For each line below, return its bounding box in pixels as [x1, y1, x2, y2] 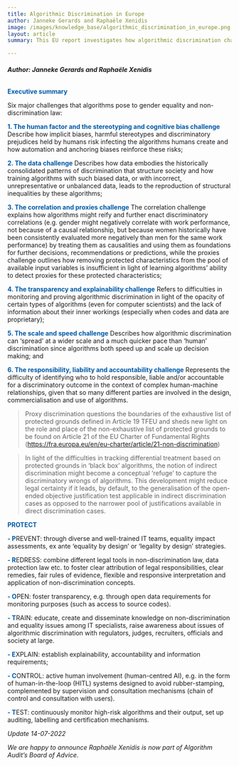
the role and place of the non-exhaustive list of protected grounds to [24, 425, 226, 433]
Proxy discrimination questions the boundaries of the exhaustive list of [24, 410, 232, 418]
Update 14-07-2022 [7, 730, 66, 738]
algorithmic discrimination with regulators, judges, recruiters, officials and [7, 628, 223, 638]
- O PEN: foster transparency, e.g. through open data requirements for [7, 592, 211, 601]
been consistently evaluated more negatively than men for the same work [7, 233, 223, 242]
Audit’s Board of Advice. [7, 751, 79, 760]
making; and [7, 352, 44, 361]
